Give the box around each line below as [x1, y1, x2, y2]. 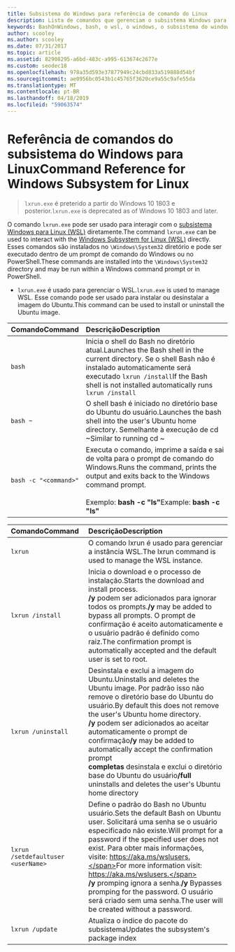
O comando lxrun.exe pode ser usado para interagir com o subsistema [7, 220, 212, 228]
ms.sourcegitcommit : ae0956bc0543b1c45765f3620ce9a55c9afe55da [7, 75, 196, 83]
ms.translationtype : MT [7, 82, 77, 89]
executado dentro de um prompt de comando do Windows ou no [7, 250, 194, 258]
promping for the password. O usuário [88, 886, 213, 896]
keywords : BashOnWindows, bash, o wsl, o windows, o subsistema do [7, 23, 208, 30]
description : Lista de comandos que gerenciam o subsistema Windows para [7, 17, 227, 24]
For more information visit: [115, 860, 203, 870]
